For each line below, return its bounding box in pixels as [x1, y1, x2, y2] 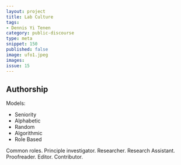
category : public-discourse [6, 30, 75, 36]
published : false [6, 47, 48, 52]
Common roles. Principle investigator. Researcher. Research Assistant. [6, 147, 175, 155]
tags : [6, 19, 19, 25]
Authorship [6, 84, 48, 94]
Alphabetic [14, 117, 41, 124]
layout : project [6, 8, 46, 15]
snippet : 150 [6, 41, 38, 47]
